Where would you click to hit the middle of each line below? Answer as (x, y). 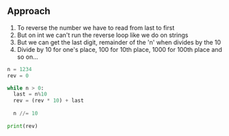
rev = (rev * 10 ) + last (49, 101)
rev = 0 (18, 76)
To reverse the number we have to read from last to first (96, 27)
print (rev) (23, 126)
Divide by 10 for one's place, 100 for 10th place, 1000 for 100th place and (119, 49)
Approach (29, 11)
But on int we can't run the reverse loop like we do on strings (103, 35)
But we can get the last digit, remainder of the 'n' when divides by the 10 (119, 42)
